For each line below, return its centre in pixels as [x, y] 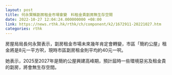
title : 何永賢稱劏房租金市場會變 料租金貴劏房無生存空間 [59, 15]
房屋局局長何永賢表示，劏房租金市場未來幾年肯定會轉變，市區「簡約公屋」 [84, 44]
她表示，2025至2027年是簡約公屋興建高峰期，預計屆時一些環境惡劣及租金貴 [86, 61]
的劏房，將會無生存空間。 [32, 67]
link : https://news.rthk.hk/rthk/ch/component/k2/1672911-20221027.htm [83, 24]
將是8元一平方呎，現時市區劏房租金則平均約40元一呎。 [68, 50]
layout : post [19, 10]
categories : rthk [24, 29]
